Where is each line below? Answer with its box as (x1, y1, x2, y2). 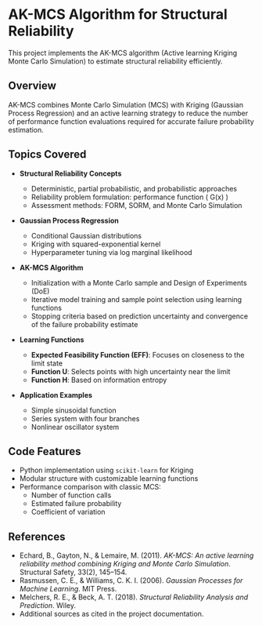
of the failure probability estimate (31, 319, 138, 329)
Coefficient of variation (31, 508, 106, 517)
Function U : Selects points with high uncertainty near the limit (31, 366, 231, 376)
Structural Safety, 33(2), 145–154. (19, 567, 127, 577)
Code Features (8, 445, 81, 458)
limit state (31, 358, 63, 368)
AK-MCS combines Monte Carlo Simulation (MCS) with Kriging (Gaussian (8, 100, 244, 109)
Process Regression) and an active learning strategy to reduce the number (8, 108, 249, 118)
